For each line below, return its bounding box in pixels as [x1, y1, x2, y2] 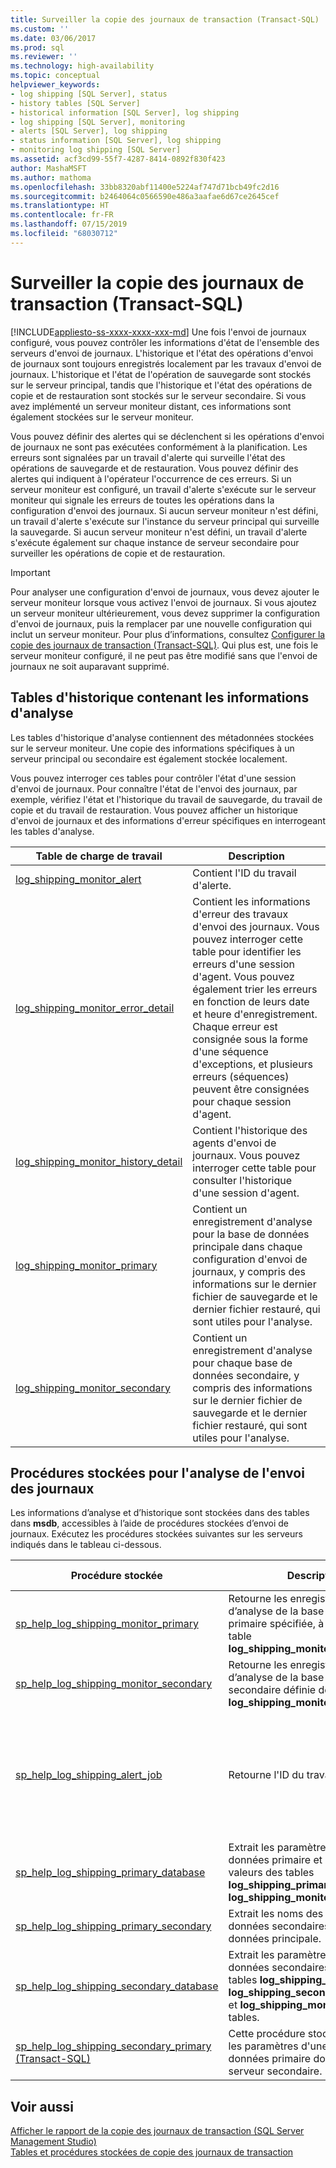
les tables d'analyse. [10, 825, 95, 837]
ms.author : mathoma [10, 172, 92, 183]
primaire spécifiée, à [228, 1617, 325, 1631]
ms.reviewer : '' [10, 52, 78, 62]
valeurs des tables [228, 1866, 315, 1880]
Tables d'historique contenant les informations [10, 689, 310, 706]
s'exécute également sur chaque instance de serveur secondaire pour [10, 536, 300, 548]
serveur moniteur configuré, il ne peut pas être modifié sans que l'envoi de [10, 649, 318, 661]
